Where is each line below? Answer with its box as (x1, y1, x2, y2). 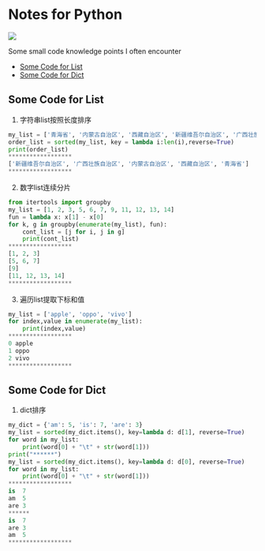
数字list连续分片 (19, 183, 71, 192)
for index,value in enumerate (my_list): (8, 317, 144, 325)
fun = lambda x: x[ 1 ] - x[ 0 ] (8, 213, 104, 221)
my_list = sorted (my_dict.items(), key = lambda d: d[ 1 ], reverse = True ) (8, 429, 245, 437)
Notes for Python (8, 6, 123, 24)
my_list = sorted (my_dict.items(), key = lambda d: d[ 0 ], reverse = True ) (8, 458, 245, 466)
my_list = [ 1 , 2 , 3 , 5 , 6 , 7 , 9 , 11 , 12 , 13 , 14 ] (8, 205, 175, 214)
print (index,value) (22, 325, 87, 333)
